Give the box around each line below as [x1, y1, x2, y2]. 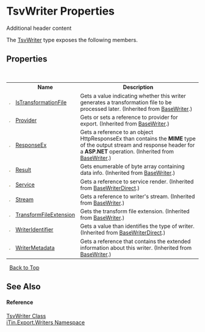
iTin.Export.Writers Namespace [6, 319, 85, 326]
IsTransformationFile [15, 99, 67, 106]
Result [15, 166, 32, 173]
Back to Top [9, 264, 40, 271]
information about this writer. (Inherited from [80, 244, 192, 251]
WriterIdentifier [15, 225, 54, 233]
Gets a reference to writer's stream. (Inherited [80, 192, 195, 200]
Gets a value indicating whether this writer [80, 92, 186, 99]
